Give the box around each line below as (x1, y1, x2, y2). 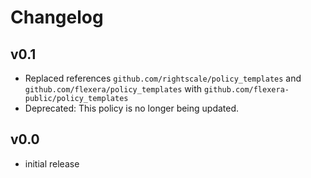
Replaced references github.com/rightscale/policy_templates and (24, 72, 302, 84)
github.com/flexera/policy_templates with (24, 83, 203, 95)
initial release (24, 157, 80, 170)
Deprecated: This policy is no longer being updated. (24, 102, 240, 114)
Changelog (10, 6, 104, 29)
